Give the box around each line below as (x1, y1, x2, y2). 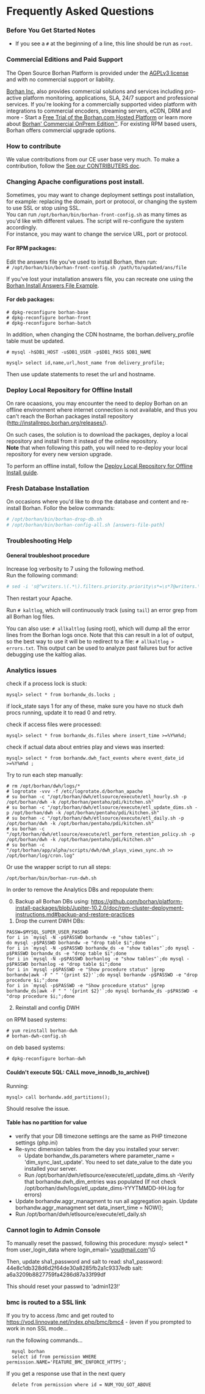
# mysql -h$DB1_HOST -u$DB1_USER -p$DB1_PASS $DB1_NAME (6, 349, 151, 355)
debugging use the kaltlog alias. (6, 651, 87, 658)
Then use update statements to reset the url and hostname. (6, 370, 156, 377)
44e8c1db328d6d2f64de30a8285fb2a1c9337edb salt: (6, 1264, 143, 1272)
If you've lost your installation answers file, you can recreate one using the (6, 275, 193, 283)
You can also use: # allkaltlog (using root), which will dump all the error (6, 625, 190, 632)
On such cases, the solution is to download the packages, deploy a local (6, 431, 188, 439)
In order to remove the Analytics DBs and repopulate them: (6, 886, 154, 894)
